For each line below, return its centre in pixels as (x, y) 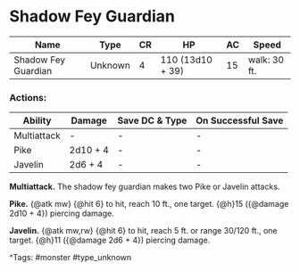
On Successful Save (240, 120)
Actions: (28, 97)
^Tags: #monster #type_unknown (71, 258)
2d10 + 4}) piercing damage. (62, 214)
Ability (37, 120)
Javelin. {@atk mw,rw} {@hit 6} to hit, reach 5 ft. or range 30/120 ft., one (144, 231)
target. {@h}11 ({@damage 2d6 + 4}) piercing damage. (110, 240)
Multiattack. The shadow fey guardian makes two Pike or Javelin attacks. (145, 187)
